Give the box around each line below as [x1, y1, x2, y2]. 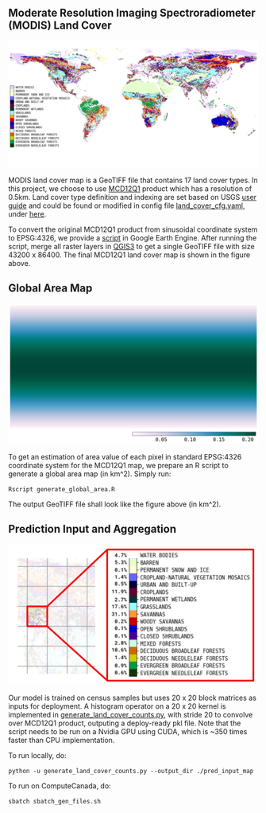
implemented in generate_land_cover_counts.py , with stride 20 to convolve [8, 710, 253, 720]
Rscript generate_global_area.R [8, 486, 115, 494]
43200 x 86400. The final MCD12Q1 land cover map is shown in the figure [8, 250, 251, 260]
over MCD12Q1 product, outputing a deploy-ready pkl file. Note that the [8, 718, 241, 728]
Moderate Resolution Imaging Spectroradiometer [8, 6, 256, 20]
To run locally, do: [8, 751, 67, 760]
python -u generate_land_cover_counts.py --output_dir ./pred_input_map [8, 768, 254, 776]
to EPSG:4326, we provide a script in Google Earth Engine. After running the [8, 233, 257, 242]
